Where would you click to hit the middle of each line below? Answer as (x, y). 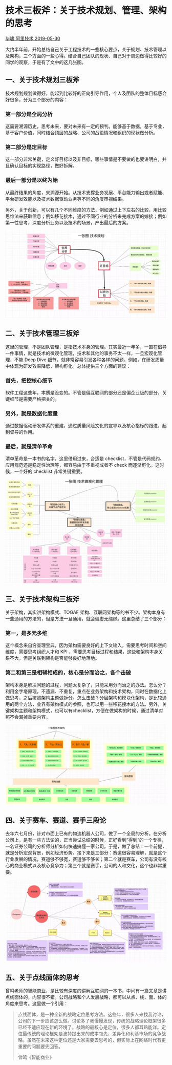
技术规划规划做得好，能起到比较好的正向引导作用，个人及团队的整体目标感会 (86, 93)
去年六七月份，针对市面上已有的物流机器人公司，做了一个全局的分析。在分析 (86, 833)
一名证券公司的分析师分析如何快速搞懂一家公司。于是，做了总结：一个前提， (86, 846)
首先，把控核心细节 (29, 381)
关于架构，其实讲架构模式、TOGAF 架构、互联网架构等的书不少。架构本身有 (85, 612)
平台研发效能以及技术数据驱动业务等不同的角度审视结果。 (66, 199)
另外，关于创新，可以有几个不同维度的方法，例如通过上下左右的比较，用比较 (86, 210)
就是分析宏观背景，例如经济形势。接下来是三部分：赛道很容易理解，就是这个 (86, 853)
